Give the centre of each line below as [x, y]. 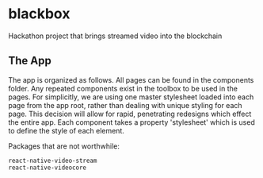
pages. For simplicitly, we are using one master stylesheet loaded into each [131, 97]
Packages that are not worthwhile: [64, 146]
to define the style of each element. [66, 130]
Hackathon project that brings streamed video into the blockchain [115, 36]
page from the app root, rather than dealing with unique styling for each [126, 105]
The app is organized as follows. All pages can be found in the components [131, 79]
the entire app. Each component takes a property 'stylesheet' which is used [131, 122]
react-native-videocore [48, 168]
